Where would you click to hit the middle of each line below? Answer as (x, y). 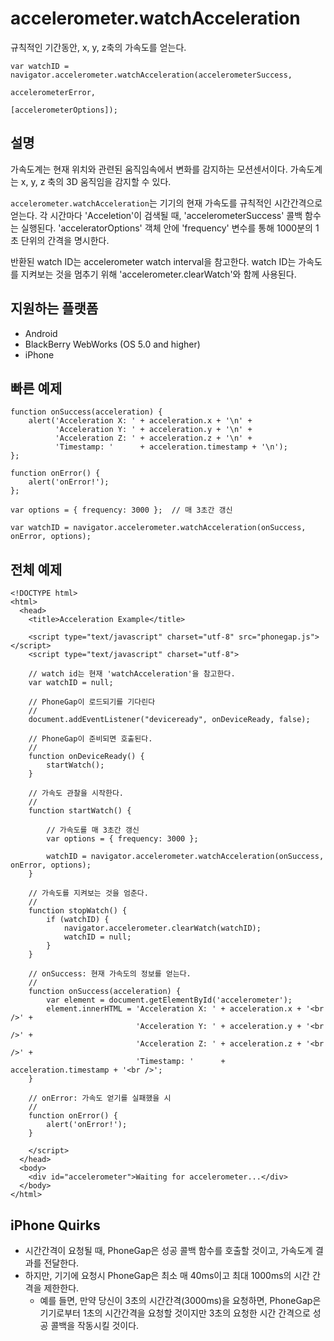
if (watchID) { (78, 920)
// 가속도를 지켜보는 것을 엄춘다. (88, 893)
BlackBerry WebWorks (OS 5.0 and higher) (112, 344)
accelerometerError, (53, 92)
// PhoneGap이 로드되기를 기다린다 (92, 702)
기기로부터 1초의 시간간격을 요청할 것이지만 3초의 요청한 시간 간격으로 (175, 1313)
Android (41, 333)
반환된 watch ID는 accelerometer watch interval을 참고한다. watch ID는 (153, 261)
